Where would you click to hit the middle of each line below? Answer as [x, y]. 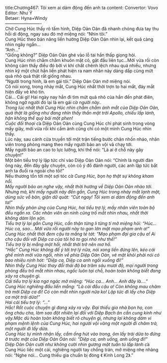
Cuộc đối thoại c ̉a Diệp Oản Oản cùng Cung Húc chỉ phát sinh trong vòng [80, 123]
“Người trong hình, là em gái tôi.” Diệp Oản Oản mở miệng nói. [68, 81]
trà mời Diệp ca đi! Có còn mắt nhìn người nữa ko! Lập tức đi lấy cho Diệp [81, 292]
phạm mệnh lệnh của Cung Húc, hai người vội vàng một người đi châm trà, [82, 323]
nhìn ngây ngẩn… [23, 44]
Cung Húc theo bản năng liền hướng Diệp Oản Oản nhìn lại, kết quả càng [79, 39]
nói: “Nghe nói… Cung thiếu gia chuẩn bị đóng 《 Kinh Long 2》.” [69, 355]
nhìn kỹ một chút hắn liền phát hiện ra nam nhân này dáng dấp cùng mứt [79, 71]
